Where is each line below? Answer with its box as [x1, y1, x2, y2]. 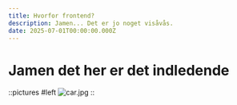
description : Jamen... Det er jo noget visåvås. [8, 19, 174, 27]
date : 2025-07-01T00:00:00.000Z [8, 26, 116, 34]
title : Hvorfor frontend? [8, 11, 94, 20]
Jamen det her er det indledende [8, 61, 230, 79]
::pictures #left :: [8, 87, 95, 97]
